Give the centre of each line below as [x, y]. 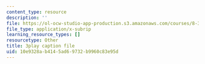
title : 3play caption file [41, 46]
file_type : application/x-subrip [49, 29]
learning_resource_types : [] [43, 35]
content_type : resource [37, 12]
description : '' [27, 18]
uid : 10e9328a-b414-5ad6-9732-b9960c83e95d [63, 52]
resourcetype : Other [33, 40]
